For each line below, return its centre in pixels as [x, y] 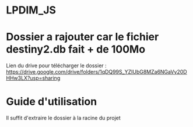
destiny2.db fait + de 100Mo [76, 49]
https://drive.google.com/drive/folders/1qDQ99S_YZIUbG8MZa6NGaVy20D [97, 72]
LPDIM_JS [31, 10]
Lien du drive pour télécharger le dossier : [56, 66]
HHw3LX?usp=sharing [33, 78]
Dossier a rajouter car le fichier [83, 37]
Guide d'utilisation [52, 102]
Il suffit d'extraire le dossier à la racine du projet [63, 118]
